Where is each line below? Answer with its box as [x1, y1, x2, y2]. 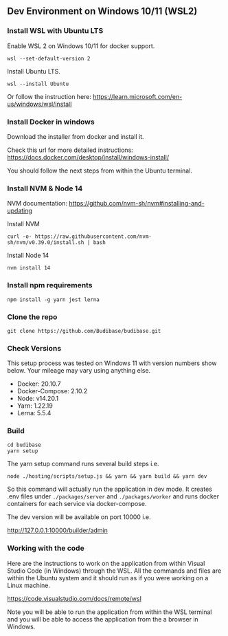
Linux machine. [7, 581, 50, 589]
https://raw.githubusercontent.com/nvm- [34, 233, 152, 240]
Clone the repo [7, 312, 58, 322]
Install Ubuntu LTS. [7, 67, 60, 75]
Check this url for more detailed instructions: [7, 146, 134, 154]
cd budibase [7, 441, 41, 449]
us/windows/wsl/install [7, 100, 72, 108]
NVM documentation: [7, 199, 67, 208]
